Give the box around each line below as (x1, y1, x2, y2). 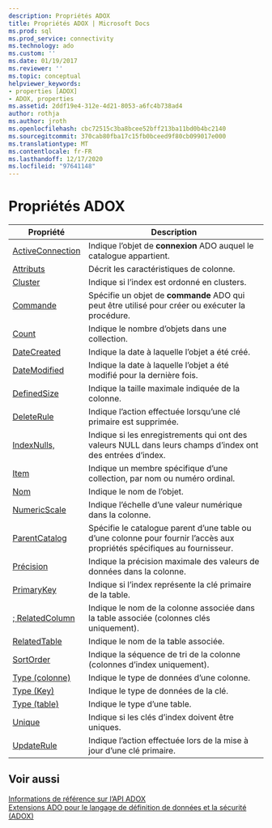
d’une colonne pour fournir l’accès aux (88, 533, 235, 544)
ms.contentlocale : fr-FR (8, 147, 92, 155)
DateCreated (12, 346, 62, 358)
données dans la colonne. (88, 566, 186, 577)
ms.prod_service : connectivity (8, 34, 114, 43)
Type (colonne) (12, 673, 71, 684)
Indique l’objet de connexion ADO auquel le (88, 240, 254, 252)
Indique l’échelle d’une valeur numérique (88, 499, 243, 511)
